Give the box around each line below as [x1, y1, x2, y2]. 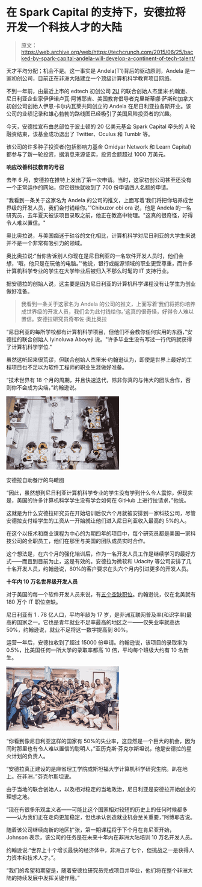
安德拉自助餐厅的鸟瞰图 [6, 476, 64, 483]
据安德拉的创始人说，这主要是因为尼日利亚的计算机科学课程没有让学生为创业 [6, 280, 196, 287]
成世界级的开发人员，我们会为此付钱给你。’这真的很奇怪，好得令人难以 [20, 308, 194, 315]
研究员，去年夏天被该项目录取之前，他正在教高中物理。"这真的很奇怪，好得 [6, 211, 194, 218]
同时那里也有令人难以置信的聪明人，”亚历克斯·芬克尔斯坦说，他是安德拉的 [6, 744, 187, 752]
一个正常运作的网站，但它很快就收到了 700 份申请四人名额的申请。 [6, 184, 172, 191]
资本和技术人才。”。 [11, 854, 59, 861]
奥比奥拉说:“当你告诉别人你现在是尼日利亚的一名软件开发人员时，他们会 [6, 252, 184, 259]
